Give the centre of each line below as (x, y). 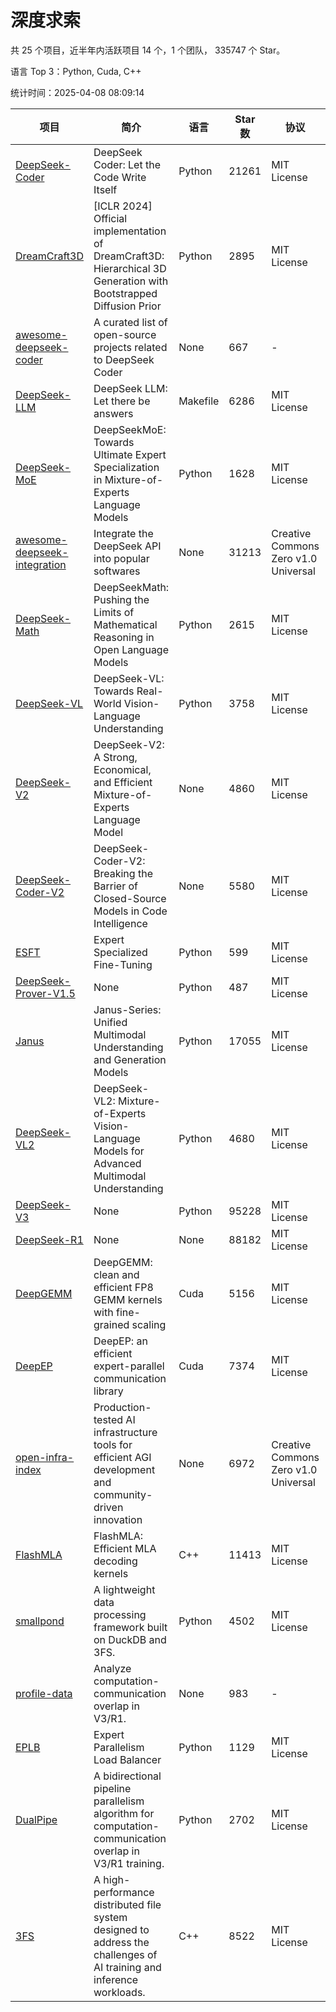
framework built (130, 1627)
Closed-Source (130, 898)
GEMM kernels (128, 1299)
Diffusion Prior (127, 306)
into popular (121, 558)
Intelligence (120, 923)
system (110, 1917)
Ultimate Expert (130, 454)
